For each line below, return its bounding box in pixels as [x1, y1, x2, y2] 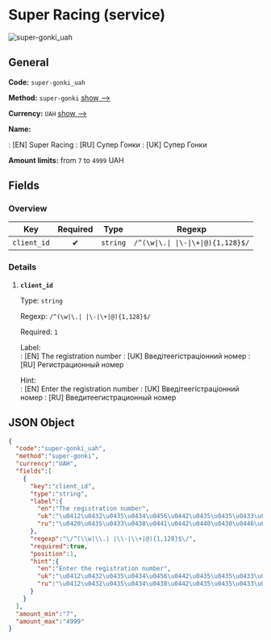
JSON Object [8, 416, 75, 429]
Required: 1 [19, 327, 58, 337]
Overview [8, 203, 48, 215]
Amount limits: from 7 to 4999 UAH [8, 155, 124, 165]
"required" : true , [29, 542, 89, 550]
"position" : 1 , [29, 550, 78, 558]
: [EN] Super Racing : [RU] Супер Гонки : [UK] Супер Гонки [8, 140, 207, 149]
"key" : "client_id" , [29, 482, 95, 490]
